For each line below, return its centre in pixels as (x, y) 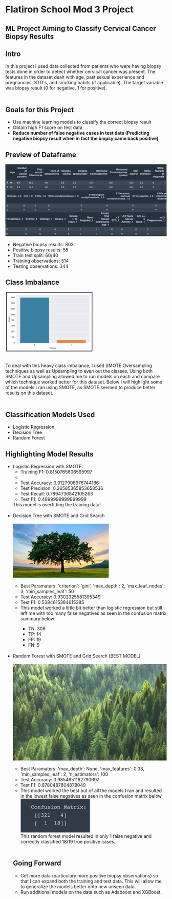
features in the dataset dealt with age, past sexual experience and (75, 77)
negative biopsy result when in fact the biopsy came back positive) (85, 139)
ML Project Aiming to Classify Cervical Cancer (81, 29)
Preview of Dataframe (41, 154)
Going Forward (37, 863)
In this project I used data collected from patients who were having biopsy (83, 66)
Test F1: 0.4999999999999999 (53, 499)
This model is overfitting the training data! (57, 505)
